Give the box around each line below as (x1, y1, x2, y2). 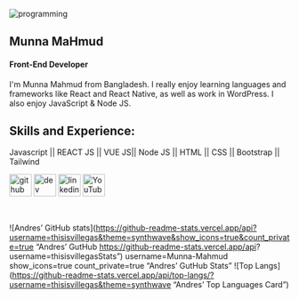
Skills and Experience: (9, 123, 135, 138)
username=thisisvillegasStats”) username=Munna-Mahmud (9, 251, 229, 262)
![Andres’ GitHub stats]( (9, 222, 96, 233)
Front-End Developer (9, 59, 89, 69)
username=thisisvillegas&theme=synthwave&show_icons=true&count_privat (9, 232, 290, 243)
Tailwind (9, 157, 40, 167)
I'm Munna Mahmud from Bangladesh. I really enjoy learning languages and (9, 78, 287, 89)
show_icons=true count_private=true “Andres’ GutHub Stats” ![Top (9, 261, 254, 271)
